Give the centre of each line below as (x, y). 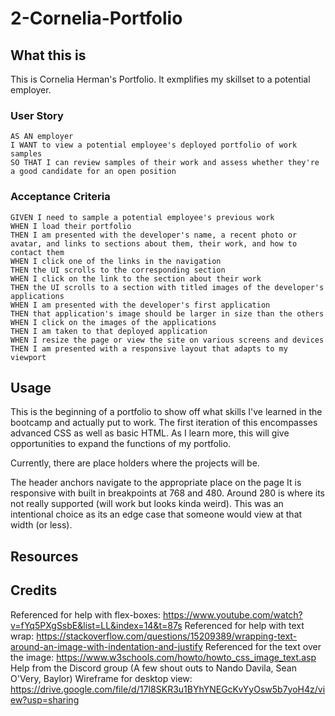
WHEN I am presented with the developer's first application (140, 305)
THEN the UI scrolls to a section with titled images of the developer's (167, 287)
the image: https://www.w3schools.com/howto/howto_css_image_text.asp (163, 657)
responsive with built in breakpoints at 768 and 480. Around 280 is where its (168, 493)
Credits (34, 590)
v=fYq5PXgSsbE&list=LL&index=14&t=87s (96, 625)
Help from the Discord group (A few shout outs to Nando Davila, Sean (153, 668)
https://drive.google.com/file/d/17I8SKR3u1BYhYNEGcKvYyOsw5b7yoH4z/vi (168, 689)
